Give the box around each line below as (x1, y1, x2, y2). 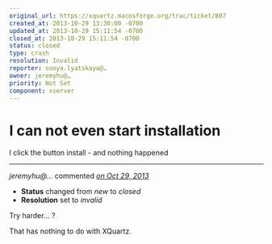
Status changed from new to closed (20, 187, 141, 196)
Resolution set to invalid (20, 195, 103, 205)
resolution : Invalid (9, 57, 79, 65)
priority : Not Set (9, 79, 71, 87)
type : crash (9, 49, 49, 57)
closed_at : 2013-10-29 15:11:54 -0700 (9, 34, 140, 43)
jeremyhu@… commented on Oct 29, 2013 (9, 171, 149, 181)
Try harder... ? (9, 211, 56, 221)
